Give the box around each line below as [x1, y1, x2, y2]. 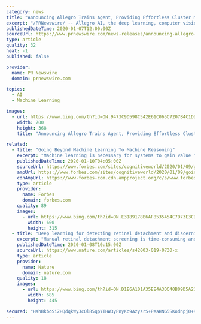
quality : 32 [6, 43, 36, 49]
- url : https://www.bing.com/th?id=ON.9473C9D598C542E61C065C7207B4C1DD [11, 113, 197, 120]
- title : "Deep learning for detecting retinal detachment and [11, 230, 172, 237]
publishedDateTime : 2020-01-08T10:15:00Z [17, 242, 121, 248]
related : [6, 142, 28, 148]
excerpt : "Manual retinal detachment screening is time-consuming [17, 236, 186, 242]
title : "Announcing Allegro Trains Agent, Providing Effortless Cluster [6, 14, 191, 20]
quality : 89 [17, 203, 47, 209]
